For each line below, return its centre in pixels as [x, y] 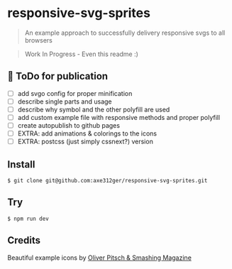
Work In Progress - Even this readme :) [81, 54]
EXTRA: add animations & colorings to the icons [87, 133]
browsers [39, 40]
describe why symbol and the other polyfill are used [94, 109]
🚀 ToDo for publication [58, 76]
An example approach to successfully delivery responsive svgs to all [125, 33]
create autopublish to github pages [69, 125]
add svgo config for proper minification [75, 93]
